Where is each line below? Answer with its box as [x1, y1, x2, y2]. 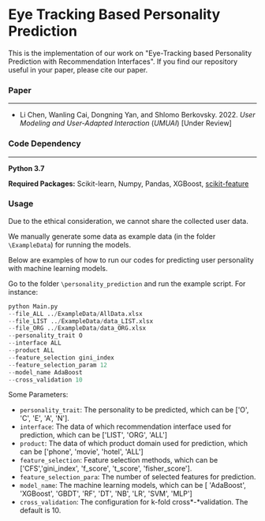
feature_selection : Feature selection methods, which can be [19, 456, 218, 465]
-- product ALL [8, 347, 55, 355]
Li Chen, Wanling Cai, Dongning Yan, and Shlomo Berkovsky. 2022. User [19, 110, 256, 120]
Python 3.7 [8, 163, 45, 173]
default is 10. [19, 506, 62, 515]
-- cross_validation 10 [8, 376, 83, 384]
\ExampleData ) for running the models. [8, 240, 132, 249]
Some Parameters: [8, 390, 69, 400]
